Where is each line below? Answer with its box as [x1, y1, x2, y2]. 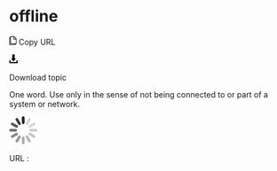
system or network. [9, 98, 81, 109]
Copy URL [18, 36, 56, 47]
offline [9, 6, 59, 27]
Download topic [9, 72, 67, 82]
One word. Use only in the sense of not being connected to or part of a [9, 89, 269, 99]
